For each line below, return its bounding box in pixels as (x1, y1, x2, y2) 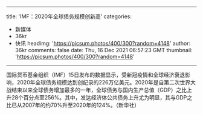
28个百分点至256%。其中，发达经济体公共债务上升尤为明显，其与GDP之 (11, 94, 192, 101)
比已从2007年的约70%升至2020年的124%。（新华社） (6, 101, 140, 109)
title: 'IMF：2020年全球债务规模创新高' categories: (6, 13, 132, 20)
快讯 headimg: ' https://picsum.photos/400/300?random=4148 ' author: (14, 40, 191, 47)
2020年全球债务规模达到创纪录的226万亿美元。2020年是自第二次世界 (16, 79, 191, 85)
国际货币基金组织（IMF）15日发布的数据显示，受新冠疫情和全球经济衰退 (6, 71, 185, 78)
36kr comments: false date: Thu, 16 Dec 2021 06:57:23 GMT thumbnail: (14, 47, 193, 53)
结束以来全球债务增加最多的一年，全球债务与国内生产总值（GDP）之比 (11, 86, 187, 93)
